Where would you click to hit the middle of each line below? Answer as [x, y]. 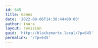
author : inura [20, 24]
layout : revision [23, 28]
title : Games [19, 14]
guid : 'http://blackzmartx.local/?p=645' [50, 33]
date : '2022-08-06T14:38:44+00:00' [43, 19]
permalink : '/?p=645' [28, 38]
